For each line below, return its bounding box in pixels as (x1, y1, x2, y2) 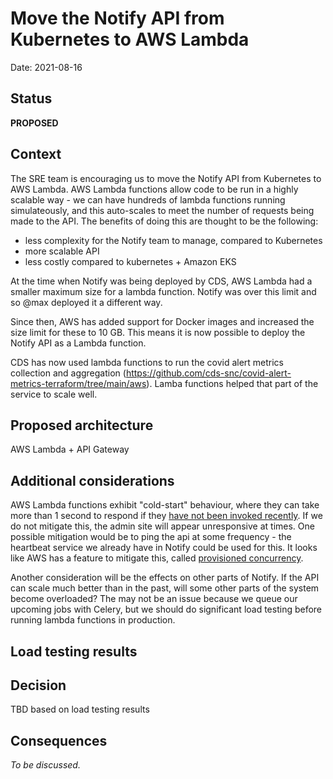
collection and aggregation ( (10, 367, 127, 379)
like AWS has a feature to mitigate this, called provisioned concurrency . (10, 552, 304, 564)
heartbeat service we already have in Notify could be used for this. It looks (10, 542, 318, 554)
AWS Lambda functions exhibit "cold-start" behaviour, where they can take (10, 499, 320, 511)
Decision (10, 677, 67, 694)
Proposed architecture (10, 417, 154, 434)
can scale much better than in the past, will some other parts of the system (10, 582, 320, 594)
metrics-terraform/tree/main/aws (10, 377, 147, 389)
